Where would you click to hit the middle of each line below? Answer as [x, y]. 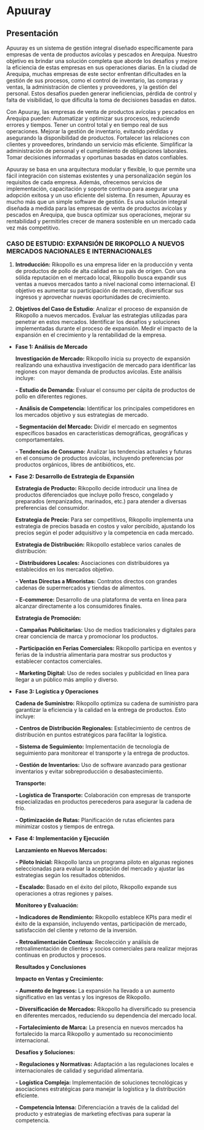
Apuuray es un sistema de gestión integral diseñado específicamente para [100, 48]
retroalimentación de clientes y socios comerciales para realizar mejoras [106, 949]
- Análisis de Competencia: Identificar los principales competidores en [105, 408]
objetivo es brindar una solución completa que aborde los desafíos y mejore [102, 61]
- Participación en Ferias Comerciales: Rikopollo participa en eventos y [106, 648]
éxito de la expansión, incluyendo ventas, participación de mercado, [101, 924]
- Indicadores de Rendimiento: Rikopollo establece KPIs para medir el [104, 917]
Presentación [32, 33]
